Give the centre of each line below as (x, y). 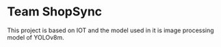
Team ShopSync (55, 12)
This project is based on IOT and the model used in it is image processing (110, 30)
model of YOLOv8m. (36, 37)
